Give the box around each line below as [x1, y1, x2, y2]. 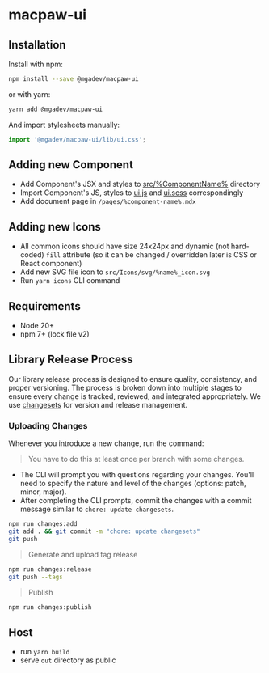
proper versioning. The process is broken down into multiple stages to [8, 383, 242, 392]
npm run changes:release [8, 565, 92, 574]
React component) [19, 259, 82, 269]
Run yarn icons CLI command [19, 276, 120, 286]
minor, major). [19, 487, 67, 497]
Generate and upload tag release [27, 549, 138, 559]
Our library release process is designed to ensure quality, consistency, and [8, 374, 257, 383]
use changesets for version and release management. [8, 400, 188, 409]
